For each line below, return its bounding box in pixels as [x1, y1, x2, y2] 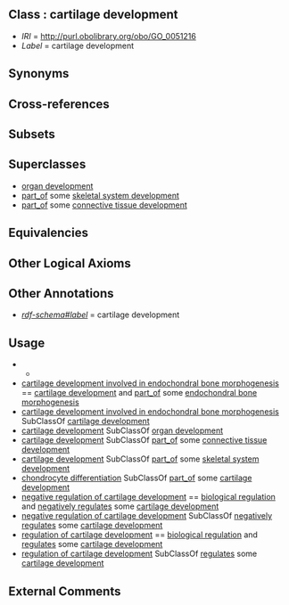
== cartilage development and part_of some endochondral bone [21, 388, 258, 398]
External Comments [8, 584, 121, 599]
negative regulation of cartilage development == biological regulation [21, 492, 276, 503]
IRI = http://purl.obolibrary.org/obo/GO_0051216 [21, 30, 197, 41]
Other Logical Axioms [8, 256, 131, 271]
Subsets [8, 127, 55, 142]
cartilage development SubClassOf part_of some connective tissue [21, 435, 268, 446]
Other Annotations [8, 285, 114, 301]
